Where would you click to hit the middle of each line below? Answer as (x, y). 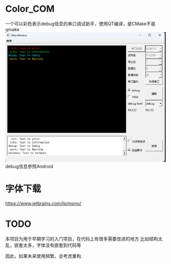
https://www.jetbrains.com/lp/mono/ (43, 203)
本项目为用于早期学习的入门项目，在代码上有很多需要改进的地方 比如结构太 (84, 238)
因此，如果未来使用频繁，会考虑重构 (43, 256)
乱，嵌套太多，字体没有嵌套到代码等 (43, 245)
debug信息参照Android (29, 166)
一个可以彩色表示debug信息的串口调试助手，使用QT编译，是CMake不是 (80, 23)
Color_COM (30, 9)
